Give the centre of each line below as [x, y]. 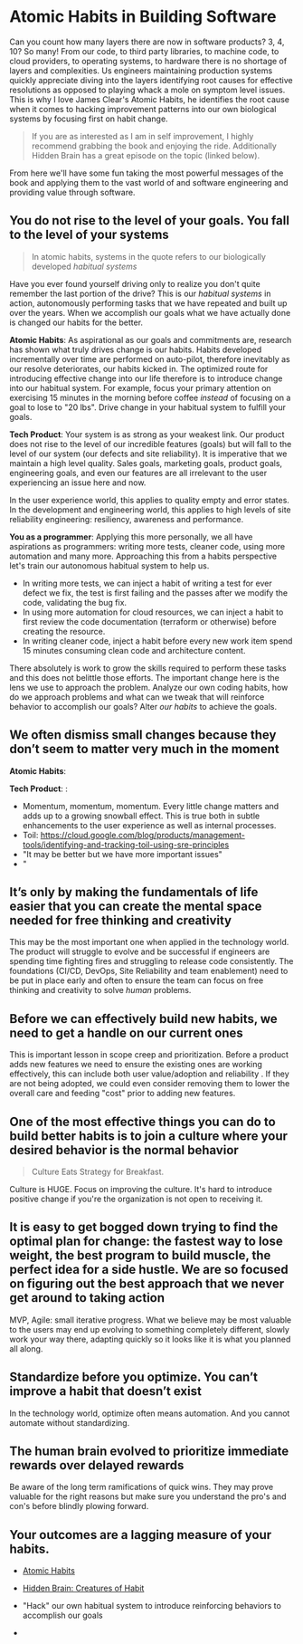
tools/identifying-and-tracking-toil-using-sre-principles [126, 845]
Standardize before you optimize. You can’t [133, 1377]
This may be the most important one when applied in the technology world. [149, 942]
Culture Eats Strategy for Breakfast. [98, 1171]
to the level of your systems [89, 235]
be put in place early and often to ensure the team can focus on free [137, 980]
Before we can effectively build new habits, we [143, 1019]
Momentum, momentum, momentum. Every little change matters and [151, 806]
